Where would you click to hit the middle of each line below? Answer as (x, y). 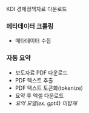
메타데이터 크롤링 (30, 26)
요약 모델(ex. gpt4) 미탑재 (46, 103)
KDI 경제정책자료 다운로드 (37, 9)
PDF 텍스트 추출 (34, 80)
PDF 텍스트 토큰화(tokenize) (49, 88)
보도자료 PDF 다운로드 (41, 73)
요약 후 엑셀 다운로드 (39, 95)
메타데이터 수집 (33, 41)
